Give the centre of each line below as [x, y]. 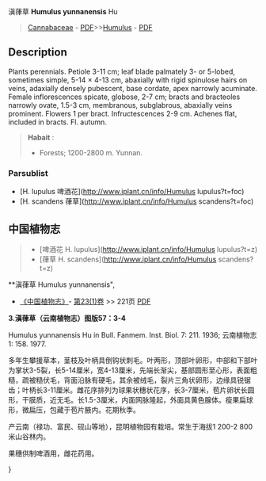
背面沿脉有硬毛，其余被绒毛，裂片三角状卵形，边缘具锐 [153, 380]
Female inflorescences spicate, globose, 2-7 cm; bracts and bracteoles [124, 97]
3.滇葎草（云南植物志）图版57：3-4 [67, 318]
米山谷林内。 [29, 436]
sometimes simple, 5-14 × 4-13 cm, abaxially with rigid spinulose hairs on [128, 80]
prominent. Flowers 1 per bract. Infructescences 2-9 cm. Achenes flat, [123, 113]
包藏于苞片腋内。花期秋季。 [95, 410]
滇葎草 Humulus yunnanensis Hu [63, 11]
